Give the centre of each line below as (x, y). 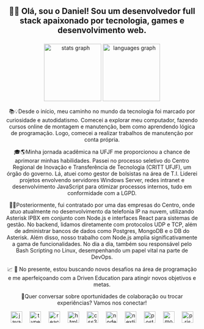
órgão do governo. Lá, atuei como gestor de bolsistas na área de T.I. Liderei (102, 174)
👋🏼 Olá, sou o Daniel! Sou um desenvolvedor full (102, 11)
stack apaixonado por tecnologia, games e (102, 21)
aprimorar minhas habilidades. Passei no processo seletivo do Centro (102, 161)
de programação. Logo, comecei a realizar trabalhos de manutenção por (102, 133)
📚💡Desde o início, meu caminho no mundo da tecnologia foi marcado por (102, 111)
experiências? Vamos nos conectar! (102, 303)
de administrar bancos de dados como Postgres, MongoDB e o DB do (102, 231)
